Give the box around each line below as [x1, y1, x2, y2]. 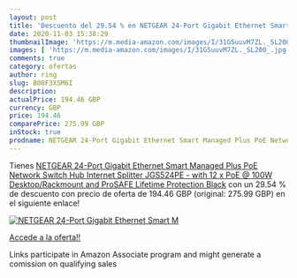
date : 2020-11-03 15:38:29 [9, 29, 109, 38]
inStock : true [9, 128, 62, 137]
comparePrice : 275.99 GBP [9, 120, 104, 129]
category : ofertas [9, 63, 77, 71]
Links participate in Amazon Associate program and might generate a [9, 249, 262, 259]
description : [9, 86, 57, 95]
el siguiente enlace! [9, 198, 80, 208]
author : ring [9, 71, 57, 79]
